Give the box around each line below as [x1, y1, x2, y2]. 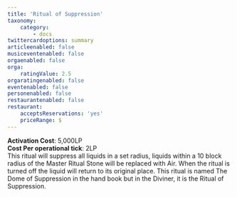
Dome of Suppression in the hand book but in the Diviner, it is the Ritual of [7, 174, 224, 183]
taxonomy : [7, 17, 37, 24]
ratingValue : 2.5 [20, 70, 72, 77]
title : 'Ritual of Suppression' [7, 10, 103, 18]
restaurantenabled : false [7, 97, 84, 104]
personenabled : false [7, 90, 72, 97]
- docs [33, 30, 53, 38]
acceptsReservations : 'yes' [20, 110, 103, 117]
